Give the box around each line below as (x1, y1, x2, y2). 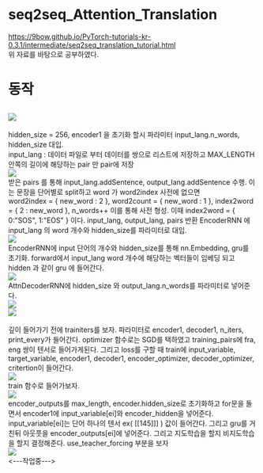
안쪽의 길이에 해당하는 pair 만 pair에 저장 (8, 159, 134, 169)
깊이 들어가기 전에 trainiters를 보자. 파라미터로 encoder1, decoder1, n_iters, (8, 325, 244, 334)
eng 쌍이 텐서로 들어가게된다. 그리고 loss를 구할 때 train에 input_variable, (8, 345, 235, 354)
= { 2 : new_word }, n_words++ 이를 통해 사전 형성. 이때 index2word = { (8, 205, 235, 215)
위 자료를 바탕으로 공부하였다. (8, 49, 100, 59)
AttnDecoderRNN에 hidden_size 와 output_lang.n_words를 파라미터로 (8, 280, 230, 290)
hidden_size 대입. (8, 139, 64, 149)
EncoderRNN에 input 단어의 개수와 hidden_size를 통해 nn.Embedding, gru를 (8, 243, 250, 253)
